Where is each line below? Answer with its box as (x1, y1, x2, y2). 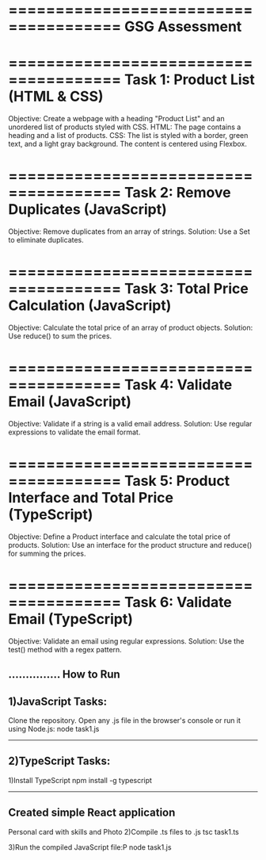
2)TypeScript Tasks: (8, 755, 111, 768)
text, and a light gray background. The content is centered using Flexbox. (8, 140, 247, 149)
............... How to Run (8, 667, 120, 682)
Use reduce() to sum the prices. (8, 331, 112, 341)
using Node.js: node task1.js (8, 724, 100, 734)
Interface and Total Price (8, 489, 174, 507)
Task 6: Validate (123, 594, 232, 611)
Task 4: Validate (123, 376, 233, 394)
